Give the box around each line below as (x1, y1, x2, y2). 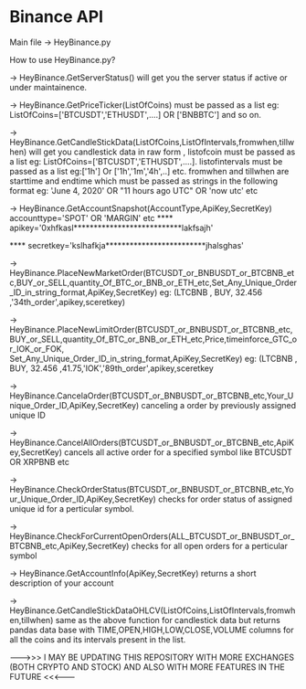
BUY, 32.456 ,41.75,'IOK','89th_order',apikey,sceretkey (9, 363, 215, 374)
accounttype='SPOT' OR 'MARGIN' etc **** (9, 212, 174, 223)
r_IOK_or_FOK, (9, 343, 65, 354)
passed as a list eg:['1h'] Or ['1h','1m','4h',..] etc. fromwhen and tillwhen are (9, 165, 290, 176)
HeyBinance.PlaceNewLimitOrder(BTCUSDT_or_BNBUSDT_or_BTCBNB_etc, (9, 323, 293, 334)
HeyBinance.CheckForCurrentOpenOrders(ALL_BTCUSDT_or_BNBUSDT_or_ (9, 530, 295, 541)
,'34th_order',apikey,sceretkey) (9, 296, 126, 307)
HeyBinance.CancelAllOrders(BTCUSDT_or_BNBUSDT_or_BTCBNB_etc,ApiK (9, 437, 295, 448)
